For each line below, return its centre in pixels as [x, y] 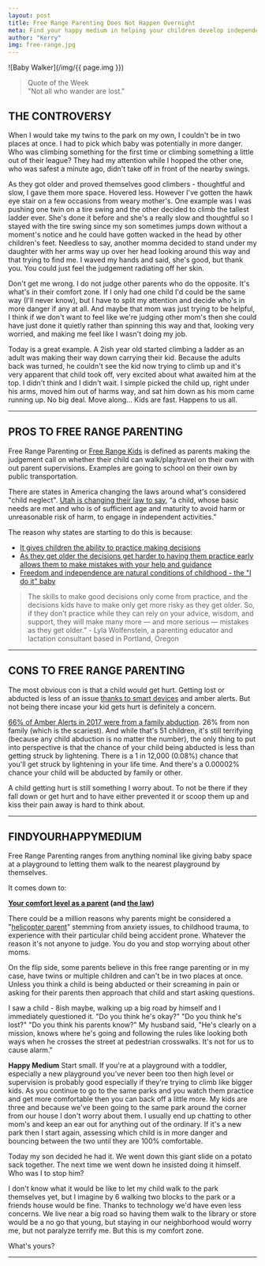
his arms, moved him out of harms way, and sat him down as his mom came [131, 391]
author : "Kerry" [35, 38]
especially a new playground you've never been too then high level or [121, 1074]
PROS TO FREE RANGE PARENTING [96, 432]
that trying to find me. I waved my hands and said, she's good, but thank [126, 260]
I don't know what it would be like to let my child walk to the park [113, 1188]
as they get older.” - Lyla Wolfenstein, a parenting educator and [130, 630]
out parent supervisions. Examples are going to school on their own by [123, 468]
